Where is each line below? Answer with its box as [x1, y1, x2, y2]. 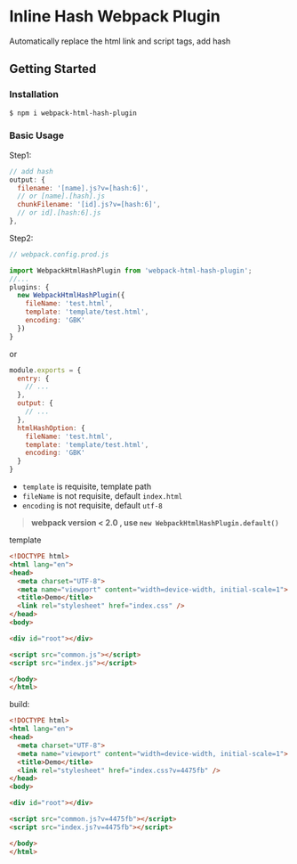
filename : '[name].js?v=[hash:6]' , [17, 183, 149, 192]
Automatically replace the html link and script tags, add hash [9, 36, 231, 46]
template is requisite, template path [21, 481, 152, 492]
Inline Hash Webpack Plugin [9, 6, 221, 27]
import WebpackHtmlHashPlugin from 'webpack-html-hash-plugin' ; [9, 265, 253, 275]
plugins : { [9, 282, 50, 291]
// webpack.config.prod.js [9, 249, 109, 259]
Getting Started [9, 61, 97, 77]
